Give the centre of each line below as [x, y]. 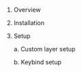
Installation [29, 23]
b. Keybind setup [37, 62]
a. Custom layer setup [44, 49]
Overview [27, 10]
